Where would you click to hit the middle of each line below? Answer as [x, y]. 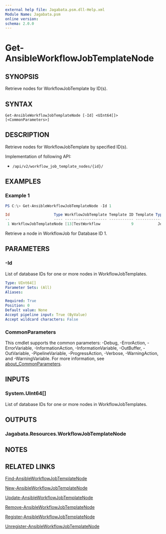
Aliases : [14, 292]
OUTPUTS [21, 420]
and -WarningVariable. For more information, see [55, 358]
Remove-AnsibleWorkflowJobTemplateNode [50, 507]
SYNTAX [19, 104]
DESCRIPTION [27, 135]
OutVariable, [18, 354]
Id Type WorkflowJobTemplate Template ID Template [79, 215]
